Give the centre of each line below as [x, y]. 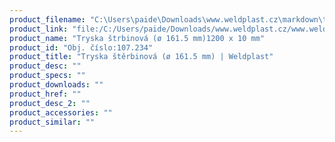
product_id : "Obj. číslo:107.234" [81, 47]
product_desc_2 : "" [50, 103]
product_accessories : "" [61, 112]
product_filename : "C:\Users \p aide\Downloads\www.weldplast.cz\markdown [164, 19]
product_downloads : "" [56, 85]
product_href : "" [45, 94]
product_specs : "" [47, 76]
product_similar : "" [52, 122]
